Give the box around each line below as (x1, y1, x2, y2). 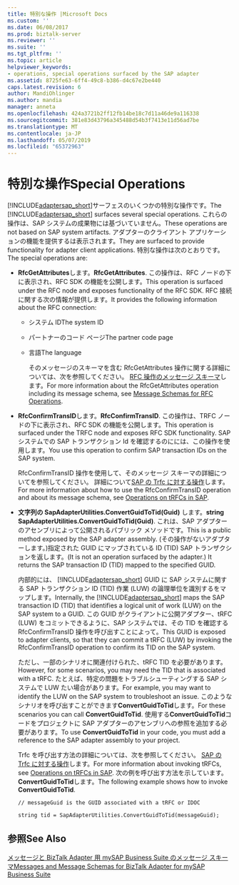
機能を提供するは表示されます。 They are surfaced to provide (26, 237, 205, 246)
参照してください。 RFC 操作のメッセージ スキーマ (71, 373, 221, 381)
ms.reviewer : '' (7, 37, 56, 44)
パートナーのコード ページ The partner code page (28, 333, 173, 342)
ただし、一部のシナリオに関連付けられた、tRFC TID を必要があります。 (17, 658, 227, 667)
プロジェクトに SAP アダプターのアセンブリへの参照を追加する (36, 719, 221, 728)
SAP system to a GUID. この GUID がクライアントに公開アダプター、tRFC (17, 610, 233, 618)
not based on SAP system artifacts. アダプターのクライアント (7, 228, 188, 236)
